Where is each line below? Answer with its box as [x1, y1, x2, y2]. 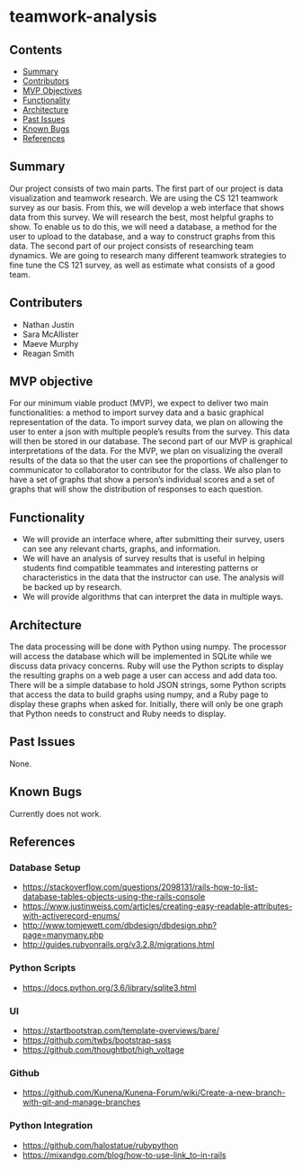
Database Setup [9, 862, 81, 874]
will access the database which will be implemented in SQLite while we [9, 651, 272, 662]
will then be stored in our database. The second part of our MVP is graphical [9, 436, 293, 447]
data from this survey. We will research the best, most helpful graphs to [9, 212, 274, 222]
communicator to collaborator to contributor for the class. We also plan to [9, 465, 281, 476]
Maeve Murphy [22, 338, 79, 349]
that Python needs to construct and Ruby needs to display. [9, 709, 226, 720]
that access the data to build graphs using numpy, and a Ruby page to [9, 689, 269, 700]
